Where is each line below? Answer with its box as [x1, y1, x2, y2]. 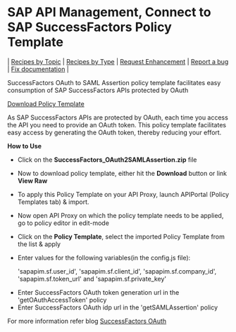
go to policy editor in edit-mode [17, 219, 109, 227]
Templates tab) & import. [17, 198, 89, 206]
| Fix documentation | [7, 65, 69, 73]
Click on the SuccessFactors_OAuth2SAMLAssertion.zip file [17, 155, 197, 164]
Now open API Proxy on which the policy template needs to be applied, [17, 211, 224, 219]
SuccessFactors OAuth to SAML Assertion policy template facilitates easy [7, 78, 221, 87]
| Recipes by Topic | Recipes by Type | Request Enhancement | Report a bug [7, 57, 229, 65]
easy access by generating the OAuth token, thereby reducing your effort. [7, 128, 222, 136]
